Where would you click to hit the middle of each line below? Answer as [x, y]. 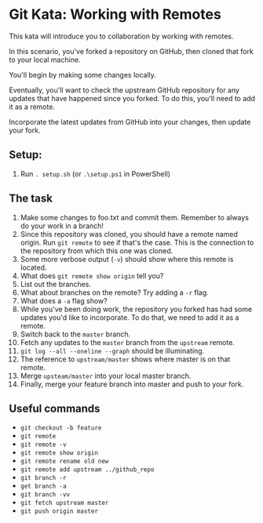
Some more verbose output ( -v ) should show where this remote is [127, 259]
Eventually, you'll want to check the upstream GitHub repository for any [124, 90]
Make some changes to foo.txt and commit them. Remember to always [135, 217]
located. [33, 267]
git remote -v [43, 445]
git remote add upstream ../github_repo [87, 470]
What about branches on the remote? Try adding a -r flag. [114, 292]
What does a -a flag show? [64, 300]
